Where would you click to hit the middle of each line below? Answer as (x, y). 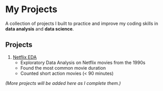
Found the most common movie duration (63, 68)
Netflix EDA (25, 57)
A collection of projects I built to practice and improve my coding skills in (82, 23)
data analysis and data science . (40, 28)
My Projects (31, 9)
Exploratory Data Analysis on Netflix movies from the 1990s (83, 63)
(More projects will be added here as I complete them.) (63, 83)
